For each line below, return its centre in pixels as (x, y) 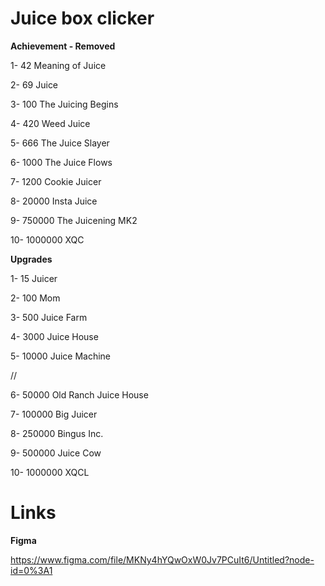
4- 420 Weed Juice (50, 123)
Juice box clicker (82, 18)
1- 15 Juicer (34, 278)
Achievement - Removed (63, 46)
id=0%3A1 (31, 570)
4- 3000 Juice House (54, 336)
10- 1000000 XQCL (50, 472)
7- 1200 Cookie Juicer (56, 181)
